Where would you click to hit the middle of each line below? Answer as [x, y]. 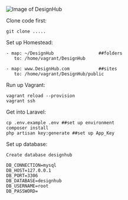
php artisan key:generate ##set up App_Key [60, 133]
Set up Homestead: [29, 42]
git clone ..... [26, 31]
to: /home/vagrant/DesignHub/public [59, 74]
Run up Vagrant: [26, 85]
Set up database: [27, 144]
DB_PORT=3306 [22, 176]
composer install [27, 128]
